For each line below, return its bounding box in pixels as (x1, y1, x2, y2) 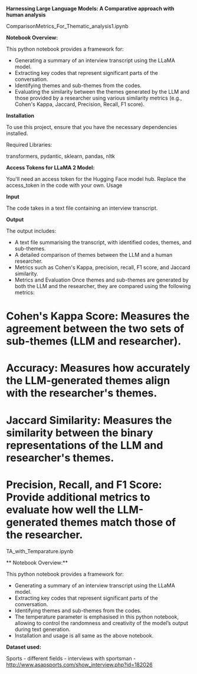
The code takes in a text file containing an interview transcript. (6, 204, 158, 212)
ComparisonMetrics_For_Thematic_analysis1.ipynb (6, 23, 129, 29)
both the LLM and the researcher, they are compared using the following (14, 283, 191, 289)
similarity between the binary (6, 426, 153, 440)
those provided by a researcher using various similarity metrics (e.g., (14, 94, 182, 101)
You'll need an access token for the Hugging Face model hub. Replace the (6, 176, 186, 182)
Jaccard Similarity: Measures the (6, 414, 172, 427)
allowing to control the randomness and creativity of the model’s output (14, 619, 189, 626)
